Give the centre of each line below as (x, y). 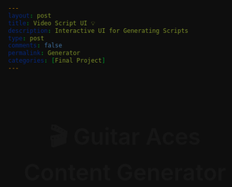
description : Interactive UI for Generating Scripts (98, 31)
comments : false (35, 46)
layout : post (30, 15)
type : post (26, 38)
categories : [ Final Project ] (57, 61)
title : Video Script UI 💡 (52, 23)
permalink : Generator (44, 53)
